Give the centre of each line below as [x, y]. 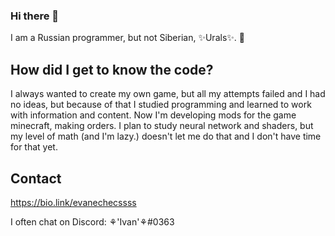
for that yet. [34, 147]
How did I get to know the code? [112, 69]
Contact [36, 178]
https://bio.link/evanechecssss [73, 202]
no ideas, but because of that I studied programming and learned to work [161, 105]
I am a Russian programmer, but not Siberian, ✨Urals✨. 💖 [127, 38]
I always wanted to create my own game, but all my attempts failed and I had [168, 94]
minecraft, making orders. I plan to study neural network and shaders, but [162, 126]
